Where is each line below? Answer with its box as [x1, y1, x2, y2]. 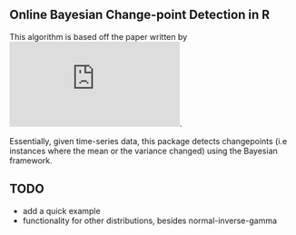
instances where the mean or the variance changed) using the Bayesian [9, 145, 279, 156]
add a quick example [22, 205, 102, 216]
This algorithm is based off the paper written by [9, 31, 188, 42]
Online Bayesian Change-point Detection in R [9, 7, 271, 23]
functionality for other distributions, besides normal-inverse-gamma [22, 215, 278, 226]
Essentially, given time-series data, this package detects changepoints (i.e [9, 135, 288, 146]
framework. [9, 154, 53, 166]
